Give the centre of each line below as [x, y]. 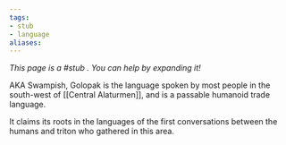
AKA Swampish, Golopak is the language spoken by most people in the [140, 85]
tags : [19, 17]
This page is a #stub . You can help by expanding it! [105, 68]
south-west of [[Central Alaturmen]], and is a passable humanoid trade [140, 95]
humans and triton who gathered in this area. [92, 132]
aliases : [25, 43]
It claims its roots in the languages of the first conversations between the [143, 122]
